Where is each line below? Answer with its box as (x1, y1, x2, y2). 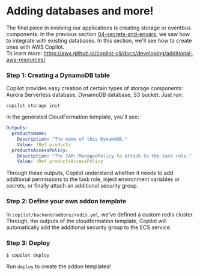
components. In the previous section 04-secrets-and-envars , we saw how (6, 30, 190, 37)
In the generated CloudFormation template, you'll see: (6, 113, 139, 121)
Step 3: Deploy (6, 239, 50, 247)
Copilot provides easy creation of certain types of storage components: (6, 85, 183, 92)
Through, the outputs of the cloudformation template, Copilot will (6, 217, 167, 224)
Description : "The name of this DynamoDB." (17, 136, 128, 142)
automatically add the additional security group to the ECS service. (6, 224, 172, 231)
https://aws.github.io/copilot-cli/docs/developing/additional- (43, 49, 193, 57)
